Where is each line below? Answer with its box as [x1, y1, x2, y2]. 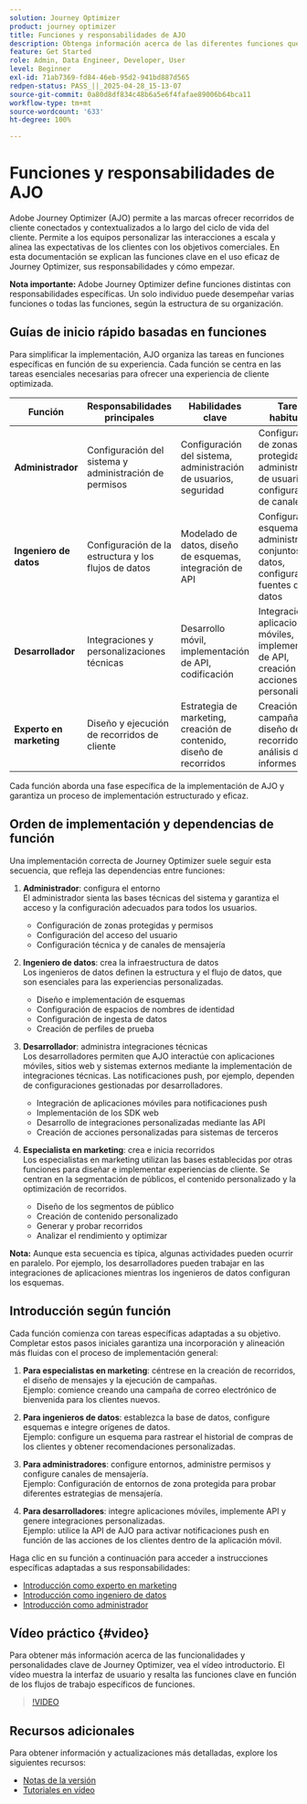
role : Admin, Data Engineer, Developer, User [9, 56, 185, 65]
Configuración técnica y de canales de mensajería [36, 939, 226, 950]
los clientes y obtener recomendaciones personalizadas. [22, 1441, 236, 1452]
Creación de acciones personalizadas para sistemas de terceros [36, 1126, 279, 1137]
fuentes [258, 578, 291, 591]
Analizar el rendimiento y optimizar [36, 1230, 168, 1241]
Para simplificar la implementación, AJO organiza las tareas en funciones [9, 348, 285, 359]
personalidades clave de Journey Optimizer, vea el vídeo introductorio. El [9, 1660, 285, 1671]
